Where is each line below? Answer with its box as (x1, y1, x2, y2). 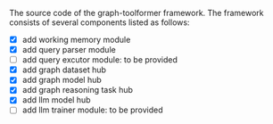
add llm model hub (21, 95, 91, 105)
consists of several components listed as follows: (9, 17, 190, 28)
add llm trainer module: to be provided (21, 104, 163, 115)
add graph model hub (21, 75, 103, 86)
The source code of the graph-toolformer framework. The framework (9, 8, 264, 18)
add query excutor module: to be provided (21, 54, 178, 65)
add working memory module (21, 35, 131, 45)
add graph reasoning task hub (21, 85, 134, 95)
